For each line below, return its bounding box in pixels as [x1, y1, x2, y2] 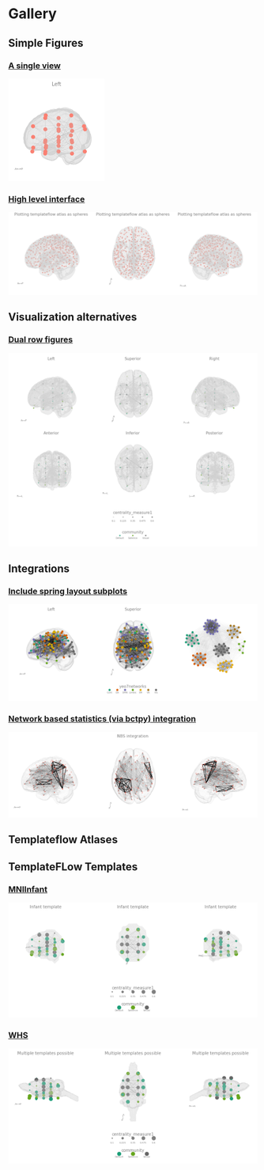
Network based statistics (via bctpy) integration [8, 713, 196, 724]
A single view [8, 60, 61, 71]
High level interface [8, 193, 85, 204]
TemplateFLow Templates [8, 860, 138, 873]
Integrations [8, 562, 70, 575]
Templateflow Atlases [8, 833, 119, 846]
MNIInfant [8, 884, 47, 895]
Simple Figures [8, 36, 84, 50]
